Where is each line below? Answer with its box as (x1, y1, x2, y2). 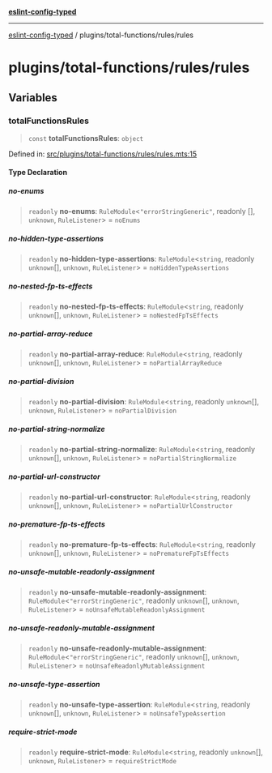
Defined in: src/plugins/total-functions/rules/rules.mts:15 (8, 149, 197, 159)
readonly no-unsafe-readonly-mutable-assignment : (28, 643, 207, 653)
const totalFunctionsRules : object (28, 133, 144, 143)
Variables (8, 91, 58, 105)
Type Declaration (8, 168, 67, 177)
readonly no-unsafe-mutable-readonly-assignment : (28, 587, 207, 597)
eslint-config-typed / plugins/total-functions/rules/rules (8, 30, 194, 40)
